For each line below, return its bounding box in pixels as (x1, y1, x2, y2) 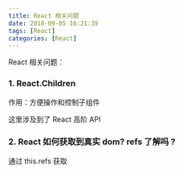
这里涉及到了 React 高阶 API (8, 114, 101, 124)
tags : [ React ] (8, 27, 56, 35)
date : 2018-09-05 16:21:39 (8, 19, 99, 27)
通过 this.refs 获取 (8, 156, 68, 166)
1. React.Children (8, 78, 76, 89)
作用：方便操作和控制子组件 (8, 97, 100, 107)
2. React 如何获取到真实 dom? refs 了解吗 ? (8, 136, 176, 147)
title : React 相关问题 (8, 11, 79, 20)
